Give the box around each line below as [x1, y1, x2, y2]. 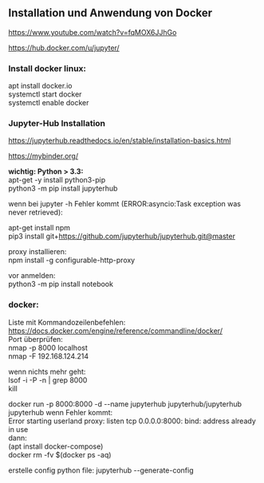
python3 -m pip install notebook [8, 279, 114, 289]
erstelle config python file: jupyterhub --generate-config [8, 465, 194, 475]
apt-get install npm [8, 223, 70, 233]
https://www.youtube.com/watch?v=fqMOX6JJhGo [8, 27, 177, 37]
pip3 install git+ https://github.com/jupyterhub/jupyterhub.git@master [8, 231, 235, 241]
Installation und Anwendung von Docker [8, 6, 213, 20]
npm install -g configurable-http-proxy [8, 255, 136, 265]
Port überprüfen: [8, 334, 64, 344]
